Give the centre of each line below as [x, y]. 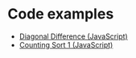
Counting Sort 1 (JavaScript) [66, 44]
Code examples [61, 14]
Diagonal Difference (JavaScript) [73, 36]
